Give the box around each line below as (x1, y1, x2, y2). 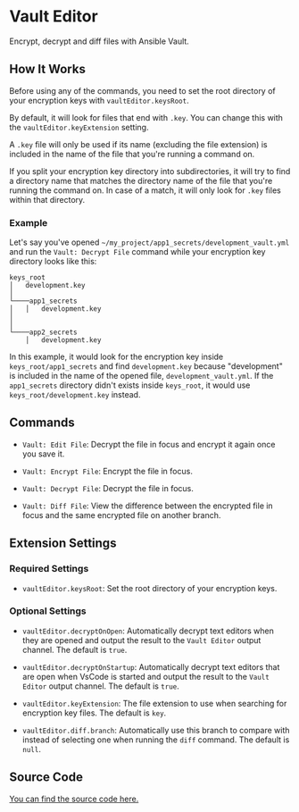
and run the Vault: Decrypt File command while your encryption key (9, 247, 266, 257)
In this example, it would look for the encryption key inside (9, 351, 224, 363)
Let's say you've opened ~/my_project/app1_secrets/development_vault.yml (9, 237, 290, 247)
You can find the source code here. (9, 793, 139, 804)
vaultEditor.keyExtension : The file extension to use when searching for (21, 698, 287, 708)
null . (21, 743, 42, 754)
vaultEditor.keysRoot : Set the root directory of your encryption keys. (21, 582, 278, 593)
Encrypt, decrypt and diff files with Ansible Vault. (9, 36, 189, 46)
